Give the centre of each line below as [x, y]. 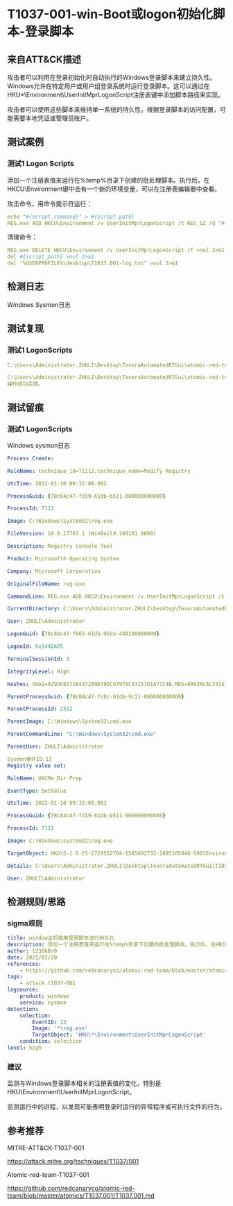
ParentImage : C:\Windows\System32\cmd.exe [69, 722]
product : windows [45, 996]
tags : [15, 977]
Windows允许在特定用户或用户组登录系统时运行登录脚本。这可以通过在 [109, 86]
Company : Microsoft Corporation [54, 571]
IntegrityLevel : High [38, 671]
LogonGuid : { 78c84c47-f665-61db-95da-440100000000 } [83, 634]
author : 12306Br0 [32, 951]
